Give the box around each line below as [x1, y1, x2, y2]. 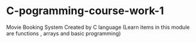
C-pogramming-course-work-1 [6, 4, 164, 18]
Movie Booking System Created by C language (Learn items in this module [6, 24, 190, 31]
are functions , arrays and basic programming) [6, 29, 121, 37]
